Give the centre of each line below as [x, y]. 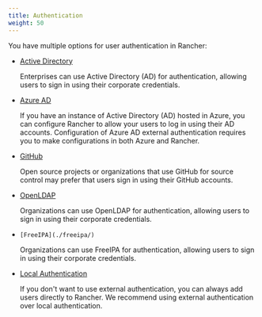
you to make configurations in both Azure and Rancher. [110, 140]
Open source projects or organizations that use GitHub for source [126, 171]
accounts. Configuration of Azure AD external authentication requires [133, 132]
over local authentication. [61, 305]
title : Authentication [46, 15]
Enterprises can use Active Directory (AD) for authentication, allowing [133, 76]
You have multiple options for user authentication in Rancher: [108, 45]
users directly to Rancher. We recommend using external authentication [137, 297]
